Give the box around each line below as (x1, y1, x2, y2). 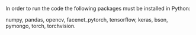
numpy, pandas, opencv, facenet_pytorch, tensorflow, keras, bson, (5, 16, 168, 23)
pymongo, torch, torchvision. (5, 23, 76, 29)
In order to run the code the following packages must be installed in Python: (5, 5, 191, 12)
